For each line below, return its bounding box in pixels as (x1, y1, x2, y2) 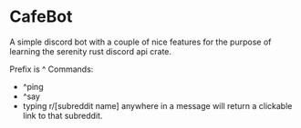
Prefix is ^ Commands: (9, 64, 94, 74)
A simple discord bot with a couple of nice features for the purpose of (9, 36, 272, 47)
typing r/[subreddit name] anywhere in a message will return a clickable (22, 100, 293, 111)
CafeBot (9, 6, 73, 27)
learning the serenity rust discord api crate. (9, 45, 171, 56)
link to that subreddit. (22, 110, 103, 121)
